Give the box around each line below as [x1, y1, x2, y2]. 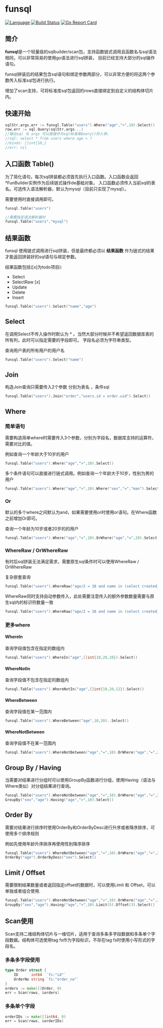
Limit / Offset [5, 868, 45, 877]
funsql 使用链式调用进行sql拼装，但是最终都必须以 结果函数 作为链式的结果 [5, 248, 155, 254]
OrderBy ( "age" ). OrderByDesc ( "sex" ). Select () [5, 855, 97, 860]
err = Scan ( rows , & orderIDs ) [5, 1019, 64, 1024]
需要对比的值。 [5, 441, 35, 446]
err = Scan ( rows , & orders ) [5, 991, 60, 995]
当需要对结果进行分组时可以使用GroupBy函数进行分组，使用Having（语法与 [5, 777, 156, 783]
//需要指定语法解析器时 [5, 215, 46, 220]
